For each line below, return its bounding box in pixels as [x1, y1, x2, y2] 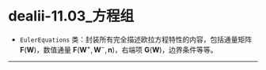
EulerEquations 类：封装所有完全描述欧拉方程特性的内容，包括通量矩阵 [19, 35, 252, 44]
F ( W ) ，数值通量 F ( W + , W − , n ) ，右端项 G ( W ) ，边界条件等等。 [19, 43, 218, 54]
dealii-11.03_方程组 [8, 7, 135, 25]
